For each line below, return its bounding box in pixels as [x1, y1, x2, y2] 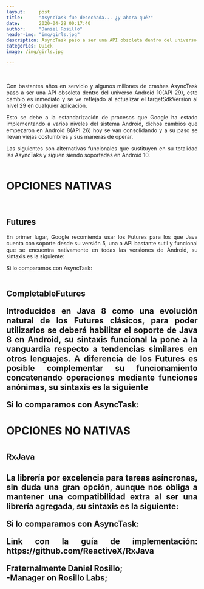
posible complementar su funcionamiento [6, 363, 198, 373]
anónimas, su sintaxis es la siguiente [6, 382, 149, 392]
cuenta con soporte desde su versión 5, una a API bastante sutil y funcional [6, 239, 198, 247]
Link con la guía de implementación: [6, 536, 198, 546]
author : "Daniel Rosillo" [6, 26, 83, 32]
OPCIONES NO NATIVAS [6, 424, 131, 438]
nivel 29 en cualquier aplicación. [6, 102, 87, 109]
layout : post [6, 9, 50, 15]
